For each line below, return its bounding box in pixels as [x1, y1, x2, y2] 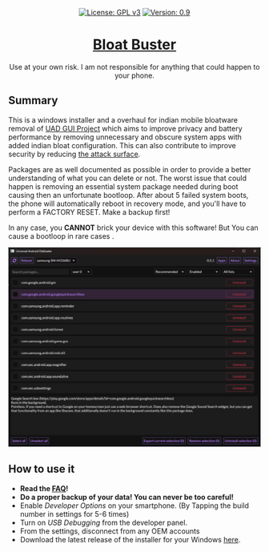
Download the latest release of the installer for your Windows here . [19, 534, 241, 544]
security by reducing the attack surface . [8, 149, 141, 159]
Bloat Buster [92, 36, 177, 54]
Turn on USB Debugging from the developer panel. [19, 518, 188, 527]
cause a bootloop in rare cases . [8, 231, 114, 240]
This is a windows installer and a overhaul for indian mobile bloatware [8, 115, 239, 124]
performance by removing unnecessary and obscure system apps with [8, 132, 243, 142]
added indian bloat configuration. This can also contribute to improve [8, 140, 236, 150]
